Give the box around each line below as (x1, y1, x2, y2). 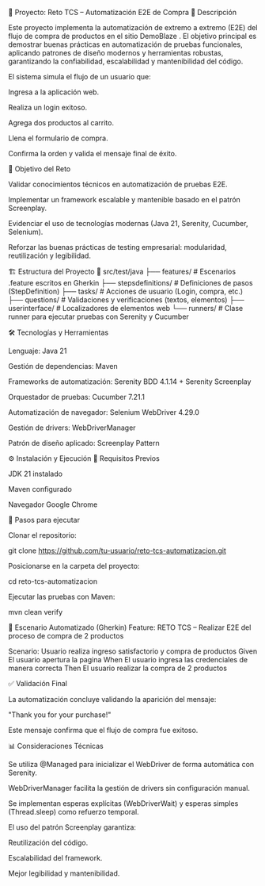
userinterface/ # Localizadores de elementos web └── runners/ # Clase (8, 304, 244, 313)
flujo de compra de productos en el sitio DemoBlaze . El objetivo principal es (8, 32, 257, 40)
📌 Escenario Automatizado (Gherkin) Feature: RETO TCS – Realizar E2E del (8, 623, 252, 632)
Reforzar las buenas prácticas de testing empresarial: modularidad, (8, 243, 227, 251)
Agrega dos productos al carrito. (8, 118, 115, 127)
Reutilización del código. (8, 838, 89, 847)
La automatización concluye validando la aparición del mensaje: (8, 695, 217, 704)
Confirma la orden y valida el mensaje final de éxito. (8, 149, 177, 158)
